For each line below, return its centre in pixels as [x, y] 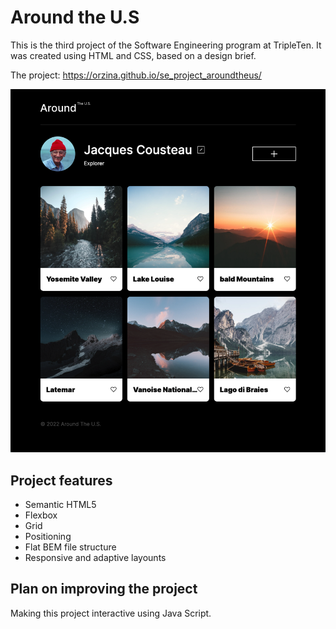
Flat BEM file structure [70, 547]
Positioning [48, 536]
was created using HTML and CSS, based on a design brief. [133, 55]
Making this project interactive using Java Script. [111, 613]
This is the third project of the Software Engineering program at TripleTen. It [166, 45]
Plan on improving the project [104, 589]
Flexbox [41, 515]
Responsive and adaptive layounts [95, 557]
